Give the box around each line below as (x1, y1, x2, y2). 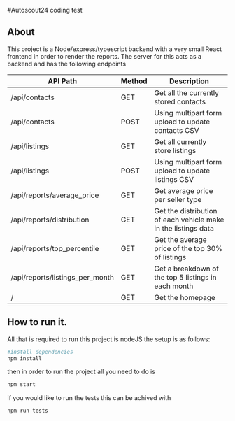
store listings (154, 145, 197, 155)
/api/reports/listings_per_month (10, 272, 114, 282)
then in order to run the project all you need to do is (7, 367, 156, 376)
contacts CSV (154, 125, 199, 135)
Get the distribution (154, 206, 218, 215)
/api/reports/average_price (10, 190, 99, 200)
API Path (48, 76, 78, 86)
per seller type (154, 194, 202, 204)
